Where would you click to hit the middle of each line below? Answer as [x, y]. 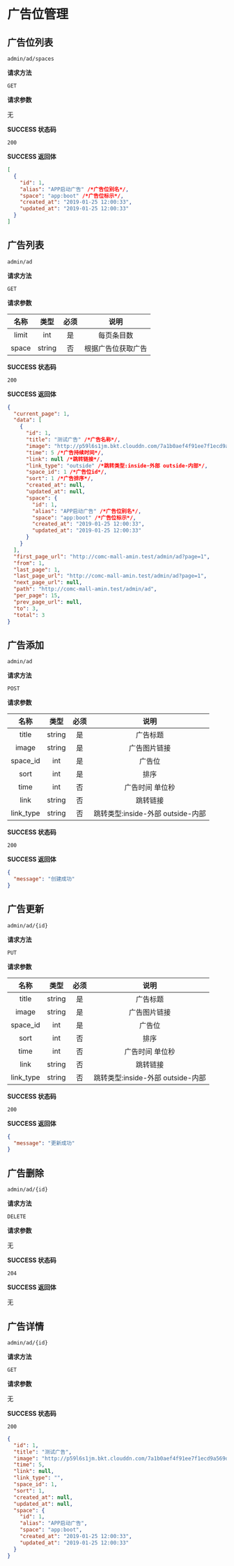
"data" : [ [28, 420]
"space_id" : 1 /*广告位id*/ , [67, 472]
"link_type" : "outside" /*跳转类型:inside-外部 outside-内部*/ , [117, 465]
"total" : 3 [29, 615]
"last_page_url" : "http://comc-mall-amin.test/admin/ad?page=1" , [110, 576]
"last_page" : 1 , [37, 570]
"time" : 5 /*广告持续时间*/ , [65, 452]
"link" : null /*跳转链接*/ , [64, 459]
